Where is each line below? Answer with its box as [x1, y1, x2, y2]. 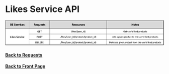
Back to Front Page [5, 63, 46, 69]
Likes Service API [5, 3, 79, 15]
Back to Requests [5, 51, 43, 58]
